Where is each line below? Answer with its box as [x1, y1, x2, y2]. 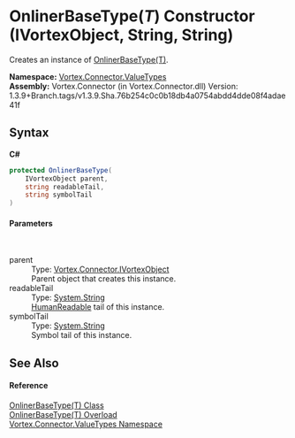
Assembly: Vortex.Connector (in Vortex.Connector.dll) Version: [9, 81, 238, 91]
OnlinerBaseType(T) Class [9, 400, 104, 411]
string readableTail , [25, 182, 104, 191]
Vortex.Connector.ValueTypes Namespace [9, 419, 163, 429]
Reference [9, 380, 49, 391]
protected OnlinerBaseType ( [9, 165, 113, 174]
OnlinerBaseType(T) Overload [9, 409, 117, 419]
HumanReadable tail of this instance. [31, 302, 165, 312]
